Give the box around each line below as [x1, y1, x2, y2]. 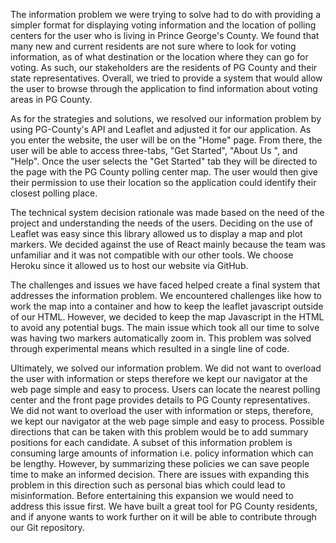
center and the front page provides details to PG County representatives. [10, 394, 311, 406]
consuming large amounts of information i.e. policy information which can [10, 447, 314, 459]
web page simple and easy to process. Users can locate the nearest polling [10, 384, 321, 395]
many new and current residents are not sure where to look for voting [10, 40, 297, 52]
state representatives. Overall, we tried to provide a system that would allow [10, 72, 323, 84]
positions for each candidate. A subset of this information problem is [10, 437, 293, 448]
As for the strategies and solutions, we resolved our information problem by [10, 113, 322, 124]
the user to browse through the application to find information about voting [10, 83, 318, 94]
